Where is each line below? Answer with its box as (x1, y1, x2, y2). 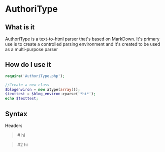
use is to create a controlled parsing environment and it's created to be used (5, 41, 161, 47)
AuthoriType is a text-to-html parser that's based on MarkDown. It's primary (5, 36, 160, 42)
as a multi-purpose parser (5, 47, 58, 52)
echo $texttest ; (5, 96, 38, 101)
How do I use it (5, 60, 51, 69)
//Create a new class (5, 82, 50, 87)
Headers (5, 123, 23, 128)
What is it (5, 23, 35, 31)
